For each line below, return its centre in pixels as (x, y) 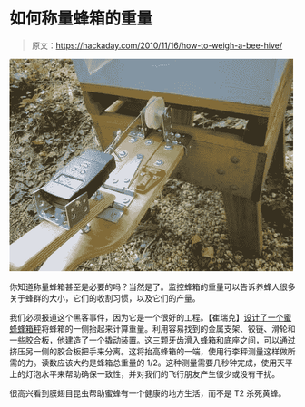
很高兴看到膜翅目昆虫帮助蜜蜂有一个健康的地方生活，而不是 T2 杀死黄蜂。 (148, 393)
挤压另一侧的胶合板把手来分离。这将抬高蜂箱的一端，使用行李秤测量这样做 (148, 351)
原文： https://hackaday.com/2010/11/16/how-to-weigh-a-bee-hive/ (157, 45)
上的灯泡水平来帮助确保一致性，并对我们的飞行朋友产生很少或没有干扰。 (144, 373)
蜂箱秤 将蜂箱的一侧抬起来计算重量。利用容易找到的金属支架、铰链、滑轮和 (156, 328)
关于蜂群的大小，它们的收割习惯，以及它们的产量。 (105, 298)
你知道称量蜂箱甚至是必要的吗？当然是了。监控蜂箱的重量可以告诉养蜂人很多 (152, 286)
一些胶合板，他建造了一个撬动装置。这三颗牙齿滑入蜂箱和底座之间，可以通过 (152, 340)
